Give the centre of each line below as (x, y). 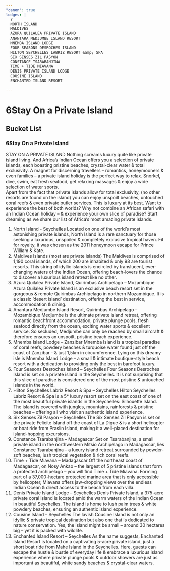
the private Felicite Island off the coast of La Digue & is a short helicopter (89, 423)
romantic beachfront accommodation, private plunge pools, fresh (81, 320)
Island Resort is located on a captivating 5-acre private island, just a (83, 541)
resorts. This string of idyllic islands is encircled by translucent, (79, 266)
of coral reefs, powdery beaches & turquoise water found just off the (84, 347)
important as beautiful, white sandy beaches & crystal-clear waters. (83, 563)
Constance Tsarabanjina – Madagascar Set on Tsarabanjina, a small (83, 439)
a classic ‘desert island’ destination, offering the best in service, (79, 299)
